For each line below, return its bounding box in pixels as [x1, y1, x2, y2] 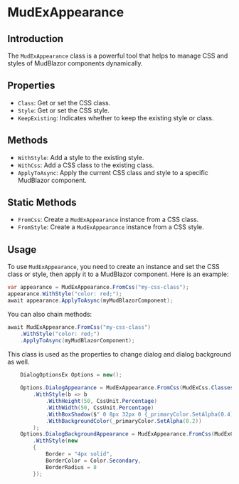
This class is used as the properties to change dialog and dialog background [7, 349, 231, 358]
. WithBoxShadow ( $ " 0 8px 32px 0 [45, 411, 142, 418]
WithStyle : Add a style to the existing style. [17, 153, 144, 162]
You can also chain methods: [7, 310, 92, 318]
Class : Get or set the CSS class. [17, 98, 111, 107]
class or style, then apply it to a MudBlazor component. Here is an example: [7, 270, 229, 278]
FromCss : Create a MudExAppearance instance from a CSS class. [17, 215, 199, 224]
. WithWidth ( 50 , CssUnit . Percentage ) [45, 404, 154, 411]
